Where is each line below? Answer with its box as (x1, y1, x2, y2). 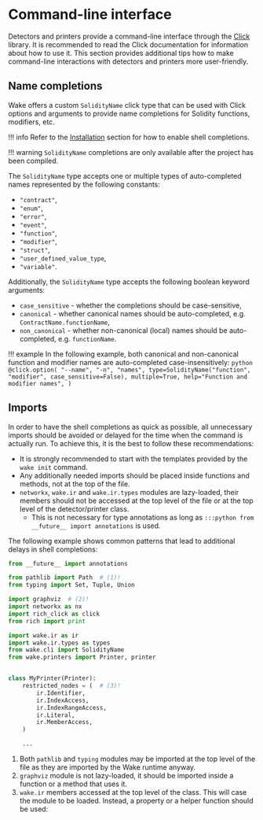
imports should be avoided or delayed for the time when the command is (8, 430, 243, 440)
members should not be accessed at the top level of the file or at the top (19, 496, 254, 505)
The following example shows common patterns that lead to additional (8, 536, 236, 545)
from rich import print (8, 617, 86, 625)
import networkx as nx (8, 603, 82, 611)
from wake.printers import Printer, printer (8, 653, 156, 662)
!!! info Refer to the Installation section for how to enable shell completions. (8, 132, 250, 142)
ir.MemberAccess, (36, 718, 93, 726)
